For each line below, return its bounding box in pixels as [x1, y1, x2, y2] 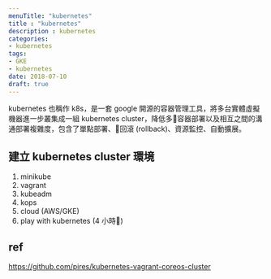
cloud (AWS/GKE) [19, 207, 80, 216]
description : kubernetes [8, 27, 96, 35]
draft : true [8, 80, 49, 88]
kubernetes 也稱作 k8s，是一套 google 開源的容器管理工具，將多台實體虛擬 [8, 103, 260, 113]
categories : [8, 34, 49, 43]
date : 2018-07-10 [8, 72, 67, 81]
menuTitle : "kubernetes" [8, 11, 92, 20]
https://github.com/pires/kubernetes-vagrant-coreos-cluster [8, 262, 211, 272]
